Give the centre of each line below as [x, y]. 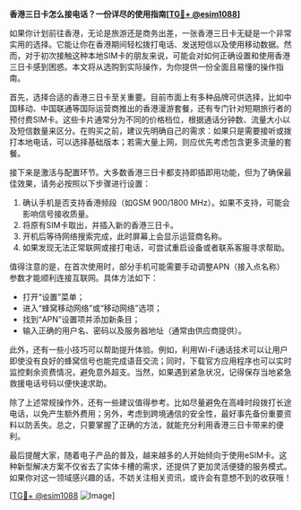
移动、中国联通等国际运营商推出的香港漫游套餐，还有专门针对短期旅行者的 [154, 108]
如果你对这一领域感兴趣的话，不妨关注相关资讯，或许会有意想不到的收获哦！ [150, 478]
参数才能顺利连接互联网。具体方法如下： [84, 278]
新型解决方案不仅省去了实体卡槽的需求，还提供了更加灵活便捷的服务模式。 [154, 466]
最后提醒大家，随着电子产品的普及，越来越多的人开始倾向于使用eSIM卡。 [144, 455]
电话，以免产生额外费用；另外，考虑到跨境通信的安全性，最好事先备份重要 [146, 413]
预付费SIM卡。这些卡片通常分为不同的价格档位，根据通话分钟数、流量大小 [146, 119]
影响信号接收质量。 [58, 214]
